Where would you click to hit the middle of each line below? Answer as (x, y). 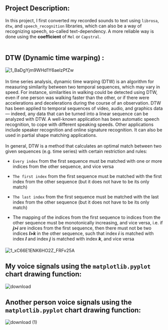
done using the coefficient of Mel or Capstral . (53, 36)
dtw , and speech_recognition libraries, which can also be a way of (74, 26)
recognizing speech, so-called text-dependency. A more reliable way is (80, 31)
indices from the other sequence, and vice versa (63, 167)
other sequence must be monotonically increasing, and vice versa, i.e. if (88, 223)
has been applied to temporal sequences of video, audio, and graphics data (84, 109)
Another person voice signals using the (69, 302)
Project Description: (37, 8)
